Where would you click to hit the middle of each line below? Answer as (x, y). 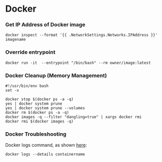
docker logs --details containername (45, 154)
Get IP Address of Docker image (45, 25)
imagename (16, 39)
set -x (12, 91)
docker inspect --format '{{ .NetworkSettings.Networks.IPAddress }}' (82, 35)
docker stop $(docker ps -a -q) (39, 99)
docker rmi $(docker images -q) (39, 121)
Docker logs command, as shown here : (46, 145)
